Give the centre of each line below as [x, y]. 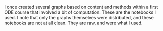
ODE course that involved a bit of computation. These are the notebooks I [80, 12]
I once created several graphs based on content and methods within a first [81, 7]
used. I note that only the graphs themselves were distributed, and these [79, 18]
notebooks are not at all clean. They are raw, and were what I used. [74, 23]
